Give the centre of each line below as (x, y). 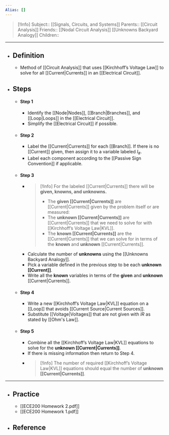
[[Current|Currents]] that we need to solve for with (100, 223)
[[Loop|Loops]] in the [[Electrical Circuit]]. (71, 118)
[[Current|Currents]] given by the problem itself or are (103, 207)
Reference (29, 427)
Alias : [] (16, 10)
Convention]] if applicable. (55, 164)
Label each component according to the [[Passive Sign (84, 158)
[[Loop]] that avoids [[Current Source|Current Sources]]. (86, 309)
